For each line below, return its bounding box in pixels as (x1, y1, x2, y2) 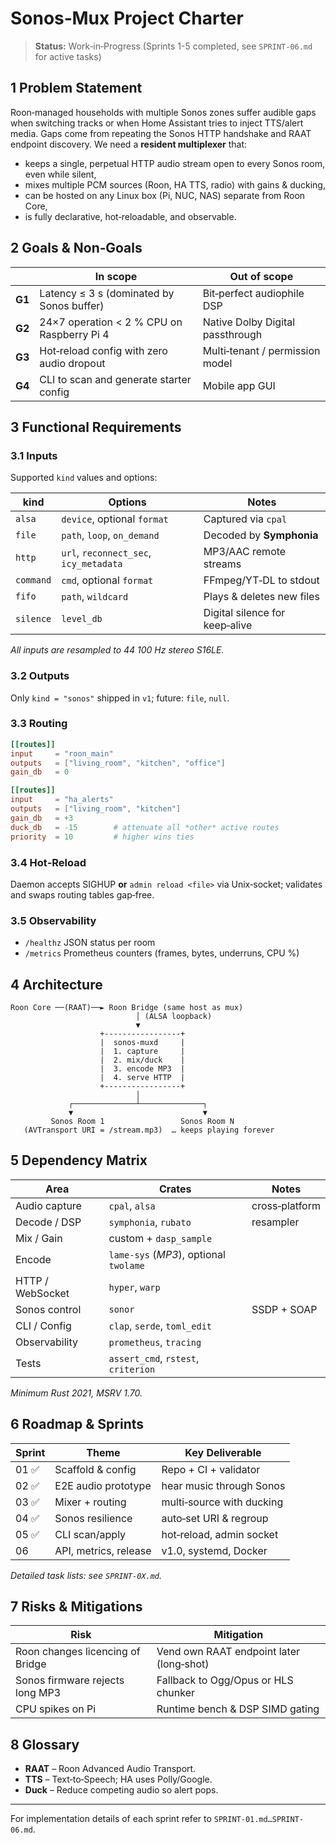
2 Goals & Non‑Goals (10, 240, 143, 257)
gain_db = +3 (10, 813, 74, 823)
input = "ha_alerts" (10, 795, 114, 805)
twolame (108, 1260, 145, 1271)
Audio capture (15, 1198, 82, 1212)
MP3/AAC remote (203, 545, 287, 559)
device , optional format (61, 512, 169, 526)
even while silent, (24, 168, 97, 180)
